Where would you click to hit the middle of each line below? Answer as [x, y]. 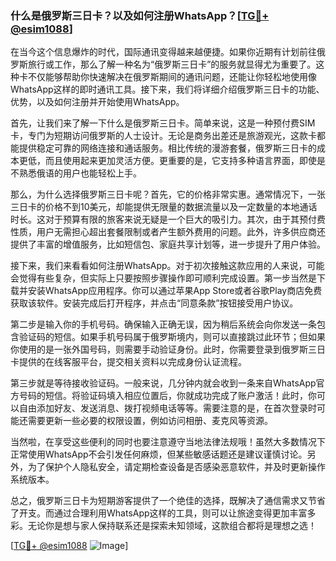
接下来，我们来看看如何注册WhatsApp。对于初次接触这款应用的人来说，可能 [167, 266]
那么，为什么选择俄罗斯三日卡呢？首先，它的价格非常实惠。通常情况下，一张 [168, 194]
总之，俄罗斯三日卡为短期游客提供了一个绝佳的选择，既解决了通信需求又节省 [168, 501]
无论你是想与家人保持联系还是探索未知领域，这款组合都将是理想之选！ [172, 526]
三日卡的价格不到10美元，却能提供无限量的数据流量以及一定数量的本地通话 [164, 207]
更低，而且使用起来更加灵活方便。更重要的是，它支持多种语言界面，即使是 [172, 161]
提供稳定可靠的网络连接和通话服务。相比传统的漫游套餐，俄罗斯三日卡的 [167, 148]
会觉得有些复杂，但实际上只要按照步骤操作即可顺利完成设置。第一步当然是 [163, 278]
